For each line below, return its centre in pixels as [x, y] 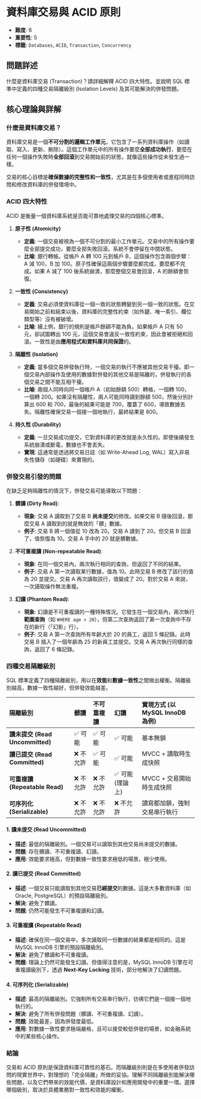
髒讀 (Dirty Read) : [37, 504]
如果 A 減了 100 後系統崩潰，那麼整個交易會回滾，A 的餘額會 [109, 271]
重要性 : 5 [26, 37]
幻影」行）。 [67, 627]
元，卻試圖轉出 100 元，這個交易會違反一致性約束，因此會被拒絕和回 [108, 334]
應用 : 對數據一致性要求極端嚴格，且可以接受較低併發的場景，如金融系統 [103, 1029]
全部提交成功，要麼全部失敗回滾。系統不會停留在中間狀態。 [103, 248]
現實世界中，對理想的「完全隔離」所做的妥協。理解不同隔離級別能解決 [103, 1075]
